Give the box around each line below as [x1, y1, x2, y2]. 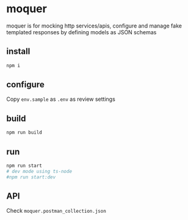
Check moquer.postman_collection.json [6, 207, 107, 215]
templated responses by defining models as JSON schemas [6, 28, 157, 35]
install [6, 46, 31, 57]
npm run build [6, 130, 43, 136]
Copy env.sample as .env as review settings [6, 95, 116, 103]
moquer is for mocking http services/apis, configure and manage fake [6, 22, 182, 29]
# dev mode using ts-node [6, 168, 72, 174]
